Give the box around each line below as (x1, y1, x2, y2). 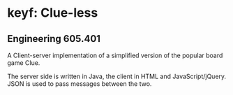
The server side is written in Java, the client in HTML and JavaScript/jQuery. (7, 72, 227, 80)
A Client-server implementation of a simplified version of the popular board (7, 51, 223, 59)
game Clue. (7, 59, 40, 67)
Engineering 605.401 (7, 33, 101, 45)
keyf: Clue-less (7, 5, 98, 21)
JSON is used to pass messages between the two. (7, 80, 152, 88)
